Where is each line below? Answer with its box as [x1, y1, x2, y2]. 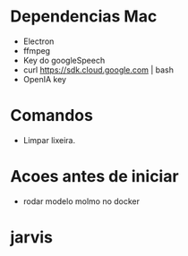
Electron [22, 36, 55, 47]
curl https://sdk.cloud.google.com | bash [22, 64, 174, 75]
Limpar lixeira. [22, 134, 75, 145]
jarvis [10, 227, 53, 247]
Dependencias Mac [10, 6, 158, 27]
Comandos [10, 106, 93, 126]
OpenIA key [22, 73, 66, 84]
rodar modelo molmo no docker [22, 195, 141, 207]
